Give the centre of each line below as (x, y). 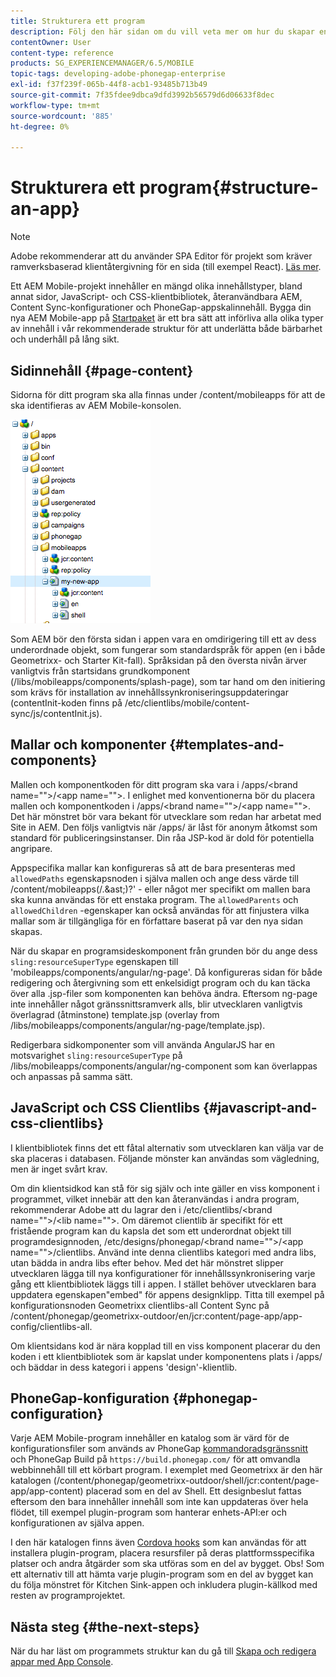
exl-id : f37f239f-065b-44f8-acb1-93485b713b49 (109, 85)
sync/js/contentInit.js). (56, 713)
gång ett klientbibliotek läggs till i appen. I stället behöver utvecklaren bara (163, 1284)
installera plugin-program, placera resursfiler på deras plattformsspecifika (162, 1553)
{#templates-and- (227, 745)
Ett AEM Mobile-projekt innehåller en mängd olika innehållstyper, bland (156, 286)
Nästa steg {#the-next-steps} (105, 1626)
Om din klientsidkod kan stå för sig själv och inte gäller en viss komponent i (165, 1188)
